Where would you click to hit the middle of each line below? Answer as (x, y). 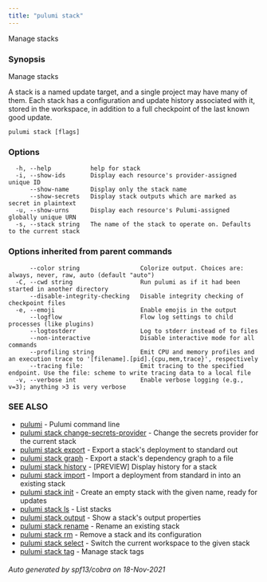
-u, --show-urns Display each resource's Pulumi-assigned (122, 211)
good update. (30, 117)
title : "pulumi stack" (46, 16)
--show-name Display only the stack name (108, 190)
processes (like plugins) (51, 324)
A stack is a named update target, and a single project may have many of (128, 92)
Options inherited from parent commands (90, 251)
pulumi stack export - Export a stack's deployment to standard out (129, 449)
